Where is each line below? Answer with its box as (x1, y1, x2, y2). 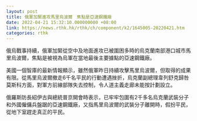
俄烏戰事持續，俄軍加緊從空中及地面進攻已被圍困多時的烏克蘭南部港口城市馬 (6, 47, 191, 54)
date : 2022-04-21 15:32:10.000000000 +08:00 (6, 19, 117, 25)
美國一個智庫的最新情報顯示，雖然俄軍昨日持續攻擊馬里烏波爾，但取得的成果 (6, 67, 191, 74)
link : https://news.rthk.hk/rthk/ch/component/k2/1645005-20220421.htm (6, 25, 185, 31)
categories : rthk (6, 30, 49, 36)
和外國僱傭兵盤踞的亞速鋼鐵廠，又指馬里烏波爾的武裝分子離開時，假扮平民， (6, 101, 191, 108)
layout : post (6, 8, 38, 15)
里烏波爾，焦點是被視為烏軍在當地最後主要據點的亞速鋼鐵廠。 (6, 54, 155, 61)
